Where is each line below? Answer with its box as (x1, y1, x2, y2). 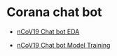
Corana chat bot (6, 4, 102, 20)
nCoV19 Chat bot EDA (16, 27, 80, 36)
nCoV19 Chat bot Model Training (16, 41, 111, 49)
